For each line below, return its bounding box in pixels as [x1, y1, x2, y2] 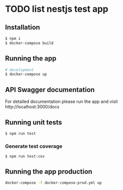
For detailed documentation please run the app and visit [5, 98, 118, 104]
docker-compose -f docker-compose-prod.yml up [5, 180, 102, 185]
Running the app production [5, 167, 93, 176]
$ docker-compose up [5, 72, 48, 77]
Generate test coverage [5, 143, 63, 150]
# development [5, 67, 34, 72]
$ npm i [5, 36, 21, 41]
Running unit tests [5, 118, 62, 127]
